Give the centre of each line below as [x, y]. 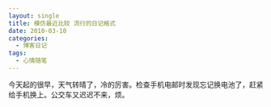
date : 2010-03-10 [38, 31]
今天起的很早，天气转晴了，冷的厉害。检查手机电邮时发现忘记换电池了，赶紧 [136, 84]
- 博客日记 [32, 46]
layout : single [34, 16]
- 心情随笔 [32, 61]
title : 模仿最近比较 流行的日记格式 [62, 23]
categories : [28, 38]
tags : [17, 53]
